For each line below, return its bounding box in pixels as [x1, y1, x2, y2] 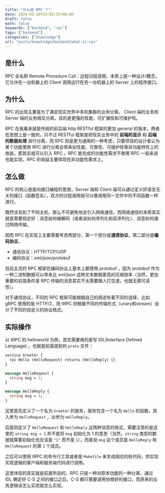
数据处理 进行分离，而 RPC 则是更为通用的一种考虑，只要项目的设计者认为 [9, 138, 160, 144]
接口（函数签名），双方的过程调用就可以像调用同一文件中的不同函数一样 [13, 193, 159, 199]
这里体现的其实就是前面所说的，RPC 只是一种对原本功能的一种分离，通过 [5, 470, 154, 476]
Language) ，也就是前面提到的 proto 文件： [5, 343, 94, 349]
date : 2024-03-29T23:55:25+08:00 [5, 12, 74, 17]
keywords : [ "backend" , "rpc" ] [5, 26, 67, 31]
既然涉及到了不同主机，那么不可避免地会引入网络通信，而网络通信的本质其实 [5, 209, 161, 215]
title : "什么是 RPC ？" [5, 7, 51, 12]
